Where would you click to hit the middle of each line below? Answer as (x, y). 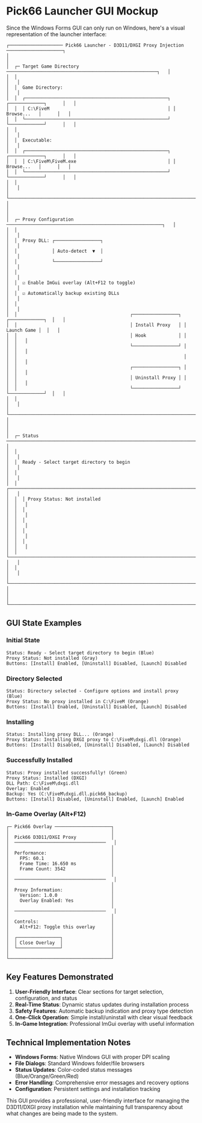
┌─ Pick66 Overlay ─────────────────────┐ (60, 827)
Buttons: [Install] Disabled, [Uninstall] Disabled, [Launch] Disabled (98, 745)
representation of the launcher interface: (57, 34)
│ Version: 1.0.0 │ (60, 895)
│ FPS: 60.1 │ (60, 858)
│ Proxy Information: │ (60, 890)
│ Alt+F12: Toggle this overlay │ (60, 927)
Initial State (23, 641)
